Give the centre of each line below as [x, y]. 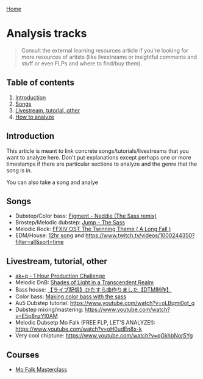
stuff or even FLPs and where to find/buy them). [81, 63]
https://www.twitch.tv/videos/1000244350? [140, 235]
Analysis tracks [47, 34]
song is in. [19, 170]
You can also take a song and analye [52, 182]
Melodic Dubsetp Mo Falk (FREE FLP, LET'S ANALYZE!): [85, 323]
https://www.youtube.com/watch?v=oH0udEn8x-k [78, 329]
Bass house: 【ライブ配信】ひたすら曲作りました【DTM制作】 [93, 290]
